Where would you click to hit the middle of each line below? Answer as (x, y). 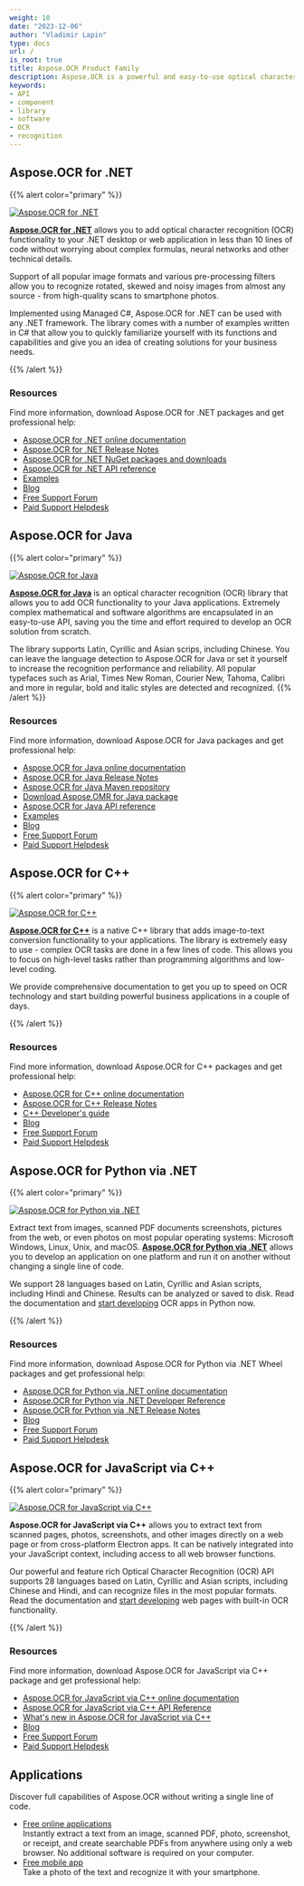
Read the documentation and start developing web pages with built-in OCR (149, 1601)
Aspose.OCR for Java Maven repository (96, 787)
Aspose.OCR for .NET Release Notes (90, 449)
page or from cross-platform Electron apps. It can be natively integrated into (152, 1545)
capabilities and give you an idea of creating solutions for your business (143, 342)
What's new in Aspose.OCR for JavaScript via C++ (117, 1717)
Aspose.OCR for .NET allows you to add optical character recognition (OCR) (152, 230)
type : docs (30, 43)
